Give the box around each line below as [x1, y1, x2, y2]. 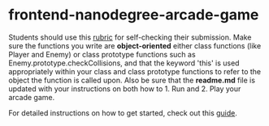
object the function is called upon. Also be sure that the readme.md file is [8, 75, 256, 85]
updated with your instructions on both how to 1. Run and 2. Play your [8, 83, 241, 94]
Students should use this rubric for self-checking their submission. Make [8, 32, 252, 42]
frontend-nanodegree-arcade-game [8, 6, 259, 24]
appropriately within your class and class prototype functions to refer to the [8, 66, 262, 76]
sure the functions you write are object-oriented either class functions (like [8, 40, 262, 50]
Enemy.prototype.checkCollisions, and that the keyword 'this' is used [8, 58, 240, 68]
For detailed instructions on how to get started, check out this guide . [8, 107, 238, 118]
